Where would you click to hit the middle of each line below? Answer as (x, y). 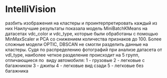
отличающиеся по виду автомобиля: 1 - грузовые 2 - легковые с (75, 60)
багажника (17, 70)
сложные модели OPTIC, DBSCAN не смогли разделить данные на (77, 44)
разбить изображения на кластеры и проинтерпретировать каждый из (81, 23)
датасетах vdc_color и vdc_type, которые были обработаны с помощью (82, 33)
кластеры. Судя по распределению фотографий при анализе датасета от (83, 49)
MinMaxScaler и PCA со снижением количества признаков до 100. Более (83, 39)
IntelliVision (31, 9)
